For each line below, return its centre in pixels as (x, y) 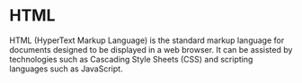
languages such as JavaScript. (66, 69)
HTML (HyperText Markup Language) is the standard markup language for (147, 40)
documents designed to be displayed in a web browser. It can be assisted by (151, 49)
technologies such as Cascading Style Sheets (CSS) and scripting (131, 59)
